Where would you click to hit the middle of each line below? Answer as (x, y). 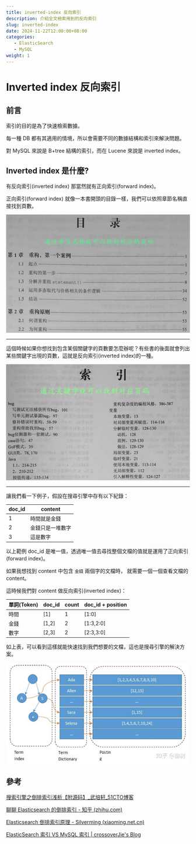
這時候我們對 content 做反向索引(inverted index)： (66, 590)
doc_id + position (106, 604)
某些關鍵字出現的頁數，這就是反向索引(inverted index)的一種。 (81, 356)
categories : (20, 37)
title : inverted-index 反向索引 (44, 12)
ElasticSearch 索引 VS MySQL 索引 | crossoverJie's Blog (73, 834)
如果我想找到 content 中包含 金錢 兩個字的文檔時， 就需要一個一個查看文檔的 (97, 570)
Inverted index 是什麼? (48, 171)
